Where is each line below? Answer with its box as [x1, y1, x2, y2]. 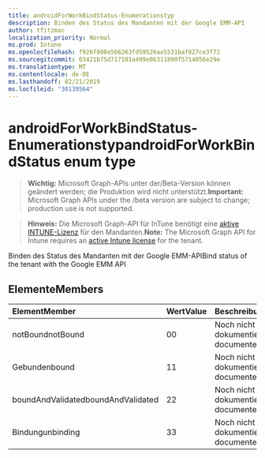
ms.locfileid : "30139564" [8, 84, 93, 93]
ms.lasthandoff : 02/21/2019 [8, 77, 101, 85]
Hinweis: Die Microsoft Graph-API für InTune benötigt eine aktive [27, 219, 239, 229]
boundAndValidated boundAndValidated [12, 394, 159, 405]
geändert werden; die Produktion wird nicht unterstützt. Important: [27, 187, 244, 197]
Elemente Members [8, 282, 104, 296]
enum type [63, 152, 136, 171]
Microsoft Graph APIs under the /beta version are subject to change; [27, 195, 250, 205]
